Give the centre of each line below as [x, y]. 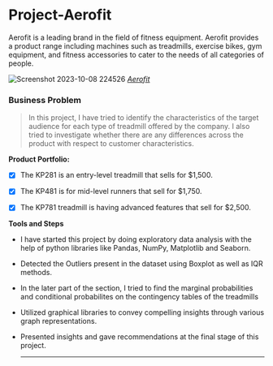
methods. [36, 273]
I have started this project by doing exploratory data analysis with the [136, 239]
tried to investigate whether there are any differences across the [136, 135]
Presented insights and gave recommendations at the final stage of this [139, 337]
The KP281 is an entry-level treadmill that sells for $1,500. [116, 175]
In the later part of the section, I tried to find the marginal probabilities [136, 288]
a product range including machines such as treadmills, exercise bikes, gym [135, 45]
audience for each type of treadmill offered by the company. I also [139, 127]
